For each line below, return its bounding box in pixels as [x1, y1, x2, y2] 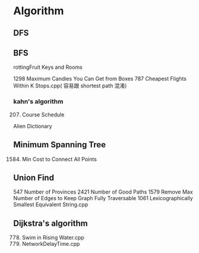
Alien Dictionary [13, 122, 53, 129]
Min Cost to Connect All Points [21, 156, 97, 163]
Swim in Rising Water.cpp [21, 234, 84, 241]
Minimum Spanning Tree [13, 140, 106, 150]
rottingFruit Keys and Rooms [13, 64, 83, 71]
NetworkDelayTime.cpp [21, 241, 80, 248]
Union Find [13, 172, 55, 182]
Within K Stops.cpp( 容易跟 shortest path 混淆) [13, 82, 127, 90]
